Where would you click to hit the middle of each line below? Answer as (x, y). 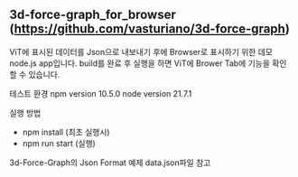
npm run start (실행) (59, 143)
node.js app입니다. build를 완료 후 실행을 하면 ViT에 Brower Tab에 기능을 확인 (148, 63)
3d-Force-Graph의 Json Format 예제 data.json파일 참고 (110, 163)
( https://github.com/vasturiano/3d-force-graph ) (150, 29)
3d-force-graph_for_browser (93, 15)
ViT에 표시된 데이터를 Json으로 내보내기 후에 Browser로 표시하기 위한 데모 (141, 51)
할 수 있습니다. (35, 74)
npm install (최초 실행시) (66, 132)
